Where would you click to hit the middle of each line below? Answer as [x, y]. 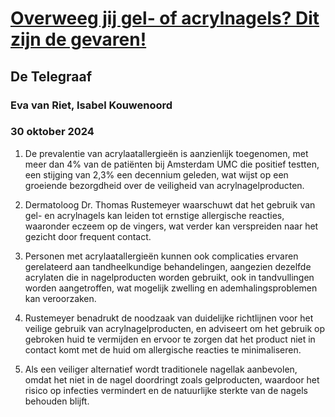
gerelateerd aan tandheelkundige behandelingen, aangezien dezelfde [168, 266]
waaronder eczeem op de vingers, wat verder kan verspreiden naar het [171, 226]
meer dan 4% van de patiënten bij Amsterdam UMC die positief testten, [172, 164]
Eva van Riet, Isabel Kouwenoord [91, 105]
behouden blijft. [57, 401]
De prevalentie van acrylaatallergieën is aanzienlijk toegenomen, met [166, 153]
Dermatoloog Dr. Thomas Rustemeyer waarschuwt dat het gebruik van [170, 204]
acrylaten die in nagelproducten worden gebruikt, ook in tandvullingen [169, 277]
